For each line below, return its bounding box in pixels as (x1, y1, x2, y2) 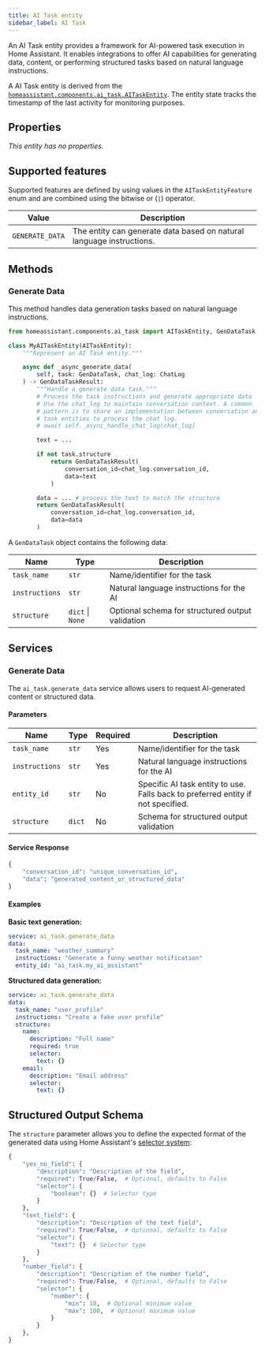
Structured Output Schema (8, 1108, 144, 1121)
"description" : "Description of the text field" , (36, 1219, 203, 1227)
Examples (8, 900, 42, 909)
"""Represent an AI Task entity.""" (22, 349, 144, 357)
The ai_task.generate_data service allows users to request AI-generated (8, 683, 246, 692)
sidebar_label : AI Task (8, 19, 87, 27)
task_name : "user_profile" (15, 1006, 104, 1013)
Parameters (8, 710, 47, 719)
